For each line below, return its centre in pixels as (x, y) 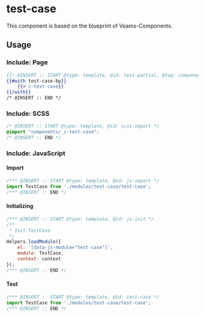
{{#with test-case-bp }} (37, 81)
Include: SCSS (28, 113)
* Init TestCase (30, 230)
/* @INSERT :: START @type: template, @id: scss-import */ (83, 126)
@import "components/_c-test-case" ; (53, 132)
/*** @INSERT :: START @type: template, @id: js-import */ (83, 181)
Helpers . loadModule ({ (34, 242)
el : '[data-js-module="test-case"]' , (65, 248)
